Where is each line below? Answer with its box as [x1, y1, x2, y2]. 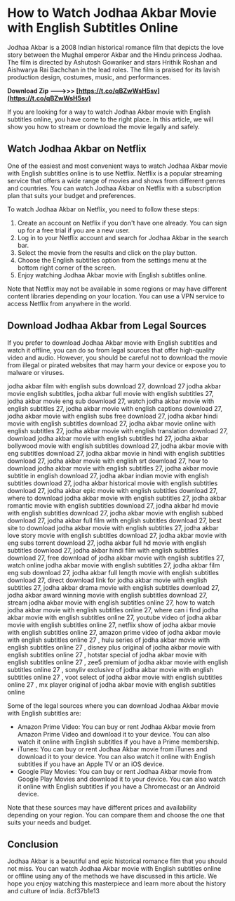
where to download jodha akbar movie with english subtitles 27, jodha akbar [7, 494, 227, 502]
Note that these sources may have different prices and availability [7, 803, 197, 812]
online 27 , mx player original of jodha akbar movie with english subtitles [7, 680, 216, 689]
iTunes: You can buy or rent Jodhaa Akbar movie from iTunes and [17, 744, 208, 753]
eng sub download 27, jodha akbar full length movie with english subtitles [7, 568, 220, 577]
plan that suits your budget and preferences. [7, 191, 136, 199]
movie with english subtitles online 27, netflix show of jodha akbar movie [7, 620, 216, 629]
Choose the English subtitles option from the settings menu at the [17, 256, 207, 264]
